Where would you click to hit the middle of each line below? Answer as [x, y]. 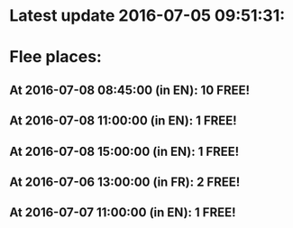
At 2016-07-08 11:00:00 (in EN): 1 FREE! [123, 121]
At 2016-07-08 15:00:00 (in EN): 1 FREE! [124, 151]
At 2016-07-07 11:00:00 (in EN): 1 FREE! [123, 213]
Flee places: [55, 57]
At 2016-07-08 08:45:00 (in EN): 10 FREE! [130, 90]
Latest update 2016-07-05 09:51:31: [147, 16]
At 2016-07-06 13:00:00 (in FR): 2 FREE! [125, 182]
